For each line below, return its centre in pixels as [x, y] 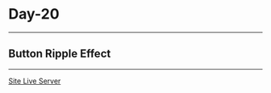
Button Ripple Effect [60, 54]
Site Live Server [35, 81]
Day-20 [34, 14]
